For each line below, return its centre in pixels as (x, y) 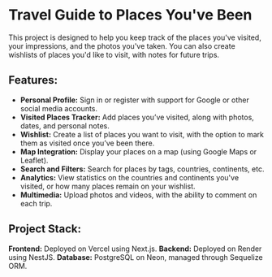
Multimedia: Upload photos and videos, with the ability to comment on (138, 195)
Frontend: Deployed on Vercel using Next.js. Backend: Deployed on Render (135, 249)
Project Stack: (45, 229)
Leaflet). (34, 160)
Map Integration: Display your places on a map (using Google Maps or (138, 151)
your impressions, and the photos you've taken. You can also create (122, 45)
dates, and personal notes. (65, 126)
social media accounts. (59, 108)
